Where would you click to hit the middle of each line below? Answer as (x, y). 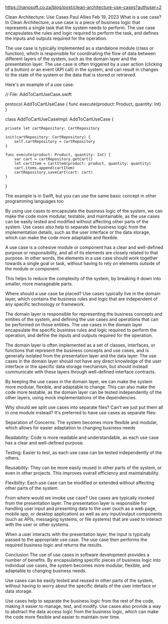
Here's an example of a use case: (40, 84)
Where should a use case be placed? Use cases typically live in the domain (83, 293)
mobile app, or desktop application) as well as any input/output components (84, 514)
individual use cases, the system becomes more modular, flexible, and (78, 565)
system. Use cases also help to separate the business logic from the (76, 227)
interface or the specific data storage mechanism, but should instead (76, 366)
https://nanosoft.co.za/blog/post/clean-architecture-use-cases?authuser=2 (83, 7)
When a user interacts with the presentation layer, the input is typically (78, 534)
